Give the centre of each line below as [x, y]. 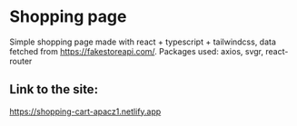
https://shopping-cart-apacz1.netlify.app [85, 111]
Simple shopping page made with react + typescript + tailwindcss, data [143, 42]
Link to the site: [54, 89]
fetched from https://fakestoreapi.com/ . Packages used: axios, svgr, [137, 51]
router [21, 61]
